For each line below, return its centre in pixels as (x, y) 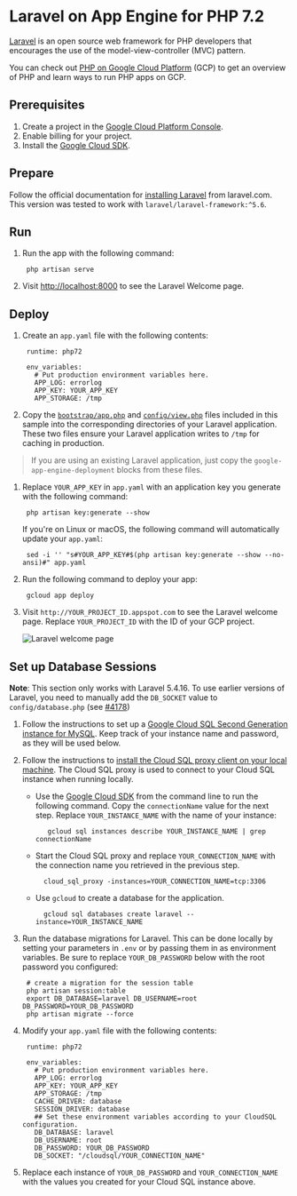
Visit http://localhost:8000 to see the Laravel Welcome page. (133, 286)
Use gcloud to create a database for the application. (129, 898)
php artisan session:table (76, 991)
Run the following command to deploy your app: (109, 579)
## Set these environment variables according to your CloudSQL (155, 1117)
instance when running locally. (78, 779)
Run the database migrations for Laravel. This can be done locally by (147, 938)
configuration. (50, 1125)
